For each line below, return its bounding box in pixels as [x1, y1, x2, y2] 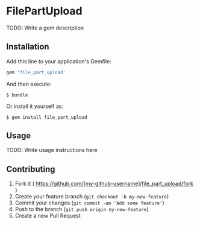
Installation [6, 42, 49, 52]
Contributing [6, 164, 55, 174]
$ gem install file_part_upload [6, 114, 87, 120]
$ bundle [6, 92, 28, 98]
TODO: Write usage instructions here [6, 147, 98, 154]
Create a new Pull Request [14, 212, 81, 220]
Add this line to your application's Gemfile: [6, 57, 111, 65]
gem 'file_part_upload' [6, 69, 66, 75]
